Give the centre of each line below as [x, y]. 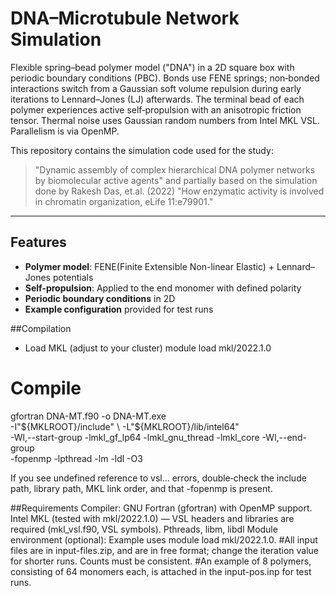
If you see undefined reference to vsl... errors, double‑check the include [158, 478]
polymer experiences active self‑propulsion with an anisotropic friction [156, 109]
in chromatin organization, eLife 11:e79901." [124, 201]
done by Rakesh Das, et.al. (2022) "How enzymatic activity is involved [179, 191]
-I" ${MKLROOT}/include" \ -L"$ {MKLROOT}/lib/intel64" [125, 426]
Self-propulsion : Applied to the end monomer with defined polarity [163, 288]
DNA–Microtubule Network [125, 18]
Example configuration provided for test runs [119, 309]
